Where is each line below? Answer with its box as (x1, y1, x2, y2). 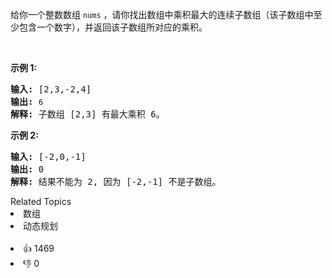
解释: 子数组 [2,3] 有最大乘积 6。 (10, 109, 165, 120)
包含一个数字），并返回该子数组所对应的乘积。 (18, 21, 208, 33)
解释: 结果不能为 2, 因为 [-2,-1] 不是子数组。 (10, 176, 222, 187)
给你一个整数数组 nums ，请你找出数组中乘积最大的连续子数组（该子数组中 (10, 9, 314, 20)
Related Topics (10, 196, 72, 207)
